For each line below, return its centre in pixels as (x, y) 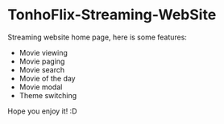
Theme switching (48, 95)
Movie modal (41, 87)
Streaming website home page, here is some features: (97, 37)
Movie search (42, 69)
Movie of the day (47, 78)
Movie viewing (43, 52)
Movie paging (42, 61)
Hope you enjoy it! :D (42, 111)
